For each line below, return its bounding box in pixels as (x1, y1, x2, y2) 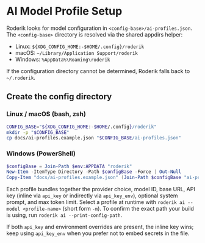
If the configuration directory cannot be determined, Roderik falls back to (6, 67, 190, 74)
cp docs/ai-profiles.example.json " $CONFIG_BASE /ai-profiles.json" (6, 135, 182, 141)
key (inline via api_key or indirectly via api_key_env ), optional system (6, 192, 178, 199)
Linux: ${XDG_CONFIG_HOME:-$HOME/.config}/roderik (15, 43, 145, 50)
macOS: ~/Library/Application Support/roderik (15, 49, 138, 56)
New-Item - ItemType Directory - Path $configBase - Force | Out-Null (6, 169, 182, 175)
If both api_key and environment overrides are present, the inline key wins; (6, 224, 194, 231)
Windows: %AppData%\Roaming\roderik (15, 55, 110, 63)
